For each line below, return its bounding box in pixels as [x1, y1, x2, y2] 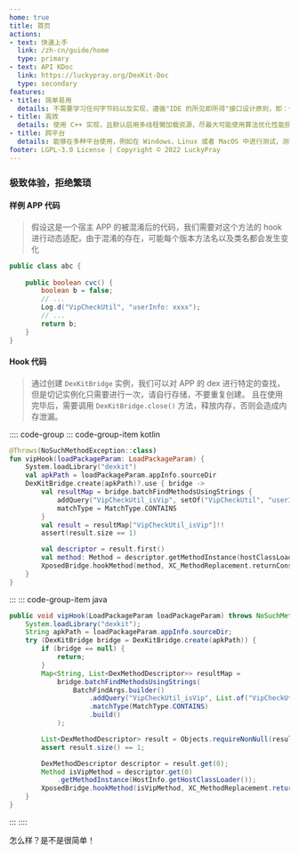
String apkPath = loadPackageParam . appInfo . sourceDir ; [25, 628, 233, 637]
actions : [9, 29, 42, 38]
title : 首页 [9, 21, 51, 30]
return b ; [41, 319, 77, 328]
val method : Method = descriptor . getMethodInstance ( [41, 553, 241, 562]
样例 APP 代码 [9, 200, 61, 211]
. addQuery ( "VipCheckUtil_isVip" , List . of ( [88, 694, 249, 703]
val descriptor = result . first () [41, 544, 166, 554]
